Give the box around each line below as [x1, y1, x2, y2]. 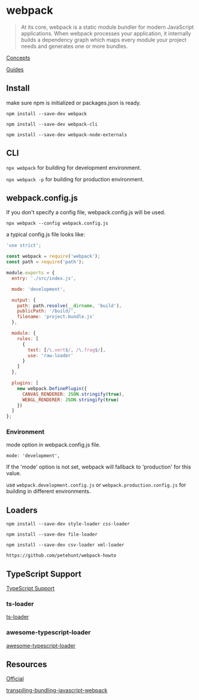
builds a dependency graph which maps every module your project [20, 36, 187, 43]
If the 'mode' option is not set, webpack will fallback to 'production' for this [6, 463, 192, 471]
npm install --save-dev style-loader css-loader [6, 521, 130, 527]
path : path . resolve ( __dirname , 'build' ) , [17, 302, 122, 309]
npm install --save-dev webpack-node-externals [6, 131, 128, 138]
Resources [6, 659, 47, 669]
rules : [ [17, 335, 39, 342]
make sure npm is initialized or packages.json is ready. [6, 99, 141, 106]
